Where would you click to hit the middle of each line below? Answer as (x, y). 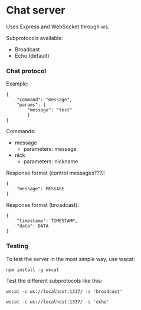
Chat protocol (26, 71)
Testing (17, 246)
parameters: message (50, 149)
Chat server (36, 10)
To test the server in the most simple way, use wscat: (71, 259)
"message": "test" (50, 110)
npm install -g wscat (33, 270)
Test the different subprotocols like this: (54, 281)
